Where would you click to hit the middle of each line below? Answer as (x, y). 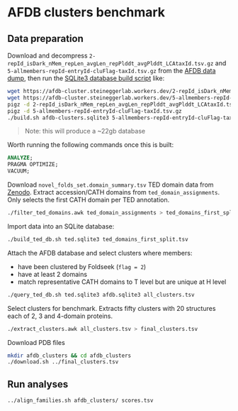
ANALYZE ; (20, 158)
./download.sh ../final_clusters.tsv (63, 362)
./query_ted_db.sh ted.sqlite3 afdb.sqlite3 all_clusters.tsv (101, 295)
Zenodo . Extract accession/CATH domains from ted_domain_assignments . (114, 192)
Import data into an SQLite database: (61, 226)
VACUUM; (19, 171)
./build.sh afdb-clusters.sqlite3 (58, 118)
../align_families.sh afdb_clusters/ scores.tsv (80, 401)
